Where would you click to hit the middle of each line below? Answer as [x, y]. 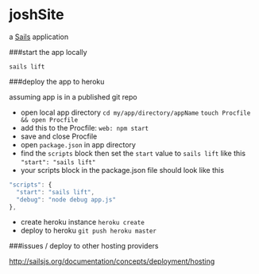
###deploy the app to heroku [57, 81]
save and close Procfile [59, 136]
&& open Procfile [49, 120]
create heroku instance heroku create [83, 222]
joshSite [37, 15]
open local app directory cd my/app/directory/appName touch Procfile [135, 112]
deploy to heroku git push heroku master [89, 231]
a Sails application [39, 37]
